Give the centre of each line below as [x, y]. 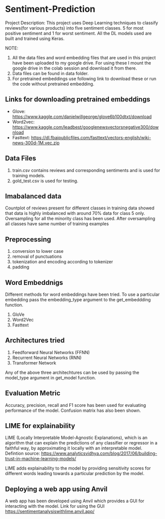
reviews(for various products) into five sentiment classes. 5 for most [74, 28]
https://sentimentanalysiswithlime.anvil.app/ [50, 512]
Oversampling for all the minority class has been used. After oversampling [80, 219]
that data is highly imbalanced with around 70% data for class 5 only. [75, 213]
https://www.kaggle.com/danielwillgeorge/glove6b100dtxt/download [82, 117]
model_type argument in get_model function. [50, 378]
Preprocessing [28, 239]
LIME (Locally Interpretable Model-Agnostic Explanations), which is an [76, 438]
